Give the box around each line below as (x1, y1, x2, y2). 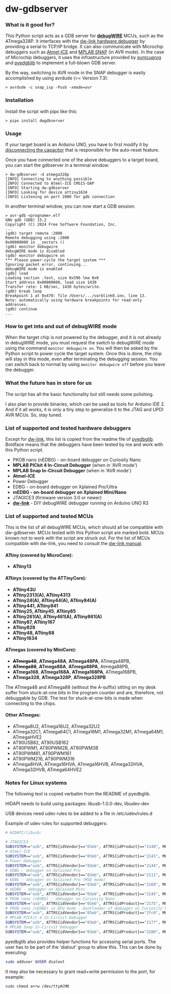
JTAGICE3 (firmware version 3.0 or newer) (12, 494, 102, 500)
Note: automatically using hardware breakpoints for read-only (5, 298, 142, 303)
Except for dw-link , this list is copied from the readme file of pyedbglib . (5, 436, 154, 442)
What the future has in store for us (5, 380, 92, 387)
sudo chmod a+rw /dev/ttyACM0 (5, 983, 70, 989)
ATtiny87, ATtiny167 (12, 619, 55, 625)
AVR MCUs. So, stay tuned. (5, 412, 63, 418)
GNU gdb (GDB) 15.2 (5, 217, 47, 223)
